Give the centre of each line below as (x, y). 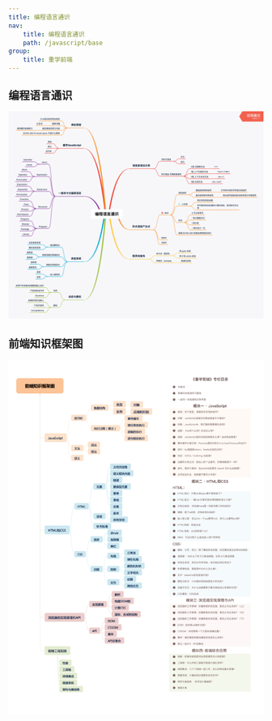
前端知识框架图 (46, 344)
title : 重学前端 (48, 60)
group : (19, 51)
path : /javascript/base (63, 43)
